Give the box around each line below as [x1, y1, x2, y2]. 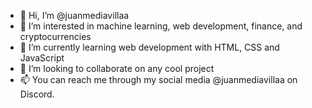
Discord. [19, 88, 55, 100]
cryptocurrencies [19, 31, 92, 42]
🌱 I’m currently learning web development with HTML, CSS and [19, 41, 280, 53]
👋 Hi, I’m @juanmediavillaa [19, 10, 130, 21]
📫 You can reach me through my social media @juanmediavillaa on [19, 74, 298, 85]
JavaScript [19, 52, 65, 64]
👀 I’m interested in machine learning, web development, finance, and [19, 20, 303, 32]
